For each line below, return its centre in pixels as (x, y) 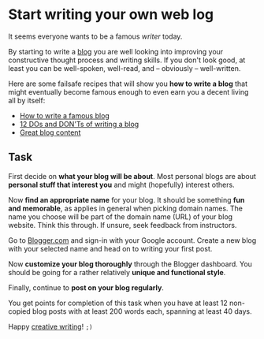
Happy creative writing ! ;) (50, 326)
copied (20, 311)
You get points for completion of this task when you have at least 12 (118, 303)
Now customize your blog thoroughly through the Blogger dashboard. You (130, 264)
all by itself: (27, 100)
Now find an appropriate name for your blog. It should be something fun (126, 199)
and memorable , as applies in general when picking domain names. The (125, 208)
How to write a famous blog (65, 115)
